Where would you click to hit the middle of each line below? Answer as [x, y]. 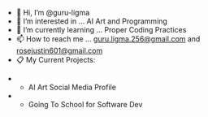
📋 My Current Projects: [56, 60]
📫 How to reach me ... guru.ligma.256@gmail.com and [108, 39]
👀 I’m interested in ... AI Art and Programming [92, 21]
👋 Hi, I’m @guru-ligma [53, 13]
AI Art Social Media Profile [72, 87]
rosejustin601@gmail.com [59, 50]
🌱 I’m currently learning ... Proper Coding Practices [101, 30]
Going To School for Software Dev [85, 104]
